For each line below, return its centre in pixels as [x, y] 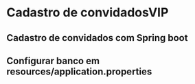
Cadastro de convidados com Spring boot [97, 38]
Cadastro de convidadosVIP [88, 13]
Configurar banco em [53, 60]
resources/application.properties [79, 71]
